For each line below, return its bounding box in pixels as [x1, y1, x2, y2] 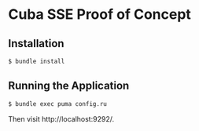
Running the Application [8, 79, 130, 93]
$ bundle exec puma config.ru [8, 100, 108, 107]
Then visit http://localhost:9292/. [8, 114, 115, 123]
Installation [8, 37, 64, 50]
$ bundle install [8, 57, 65, 65]
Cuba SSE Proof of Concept [8, 5, 191, 24]
